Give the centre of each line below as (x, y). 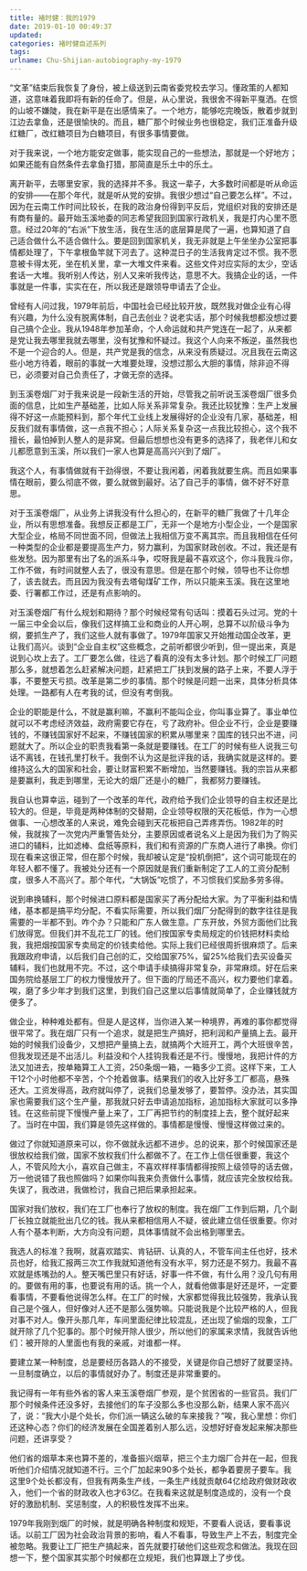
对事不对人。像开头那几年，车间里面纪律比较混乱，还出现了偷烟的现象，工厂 (153, 1320)
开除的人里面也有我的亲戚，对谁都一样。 (109, 1342)
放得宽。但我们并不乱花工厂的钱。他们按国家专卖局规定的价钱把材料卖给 (153, 933)
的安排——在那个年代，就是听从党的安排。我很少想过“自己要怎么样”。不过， (153, 195)
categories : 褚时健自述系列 (58, 43)
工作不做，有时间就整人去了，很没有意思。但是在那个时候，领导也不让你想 (149, 570)
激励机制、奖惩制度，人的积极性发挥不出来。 (109, 1504)
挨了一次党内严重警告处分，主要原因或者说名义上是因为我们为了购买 (169, 834)
